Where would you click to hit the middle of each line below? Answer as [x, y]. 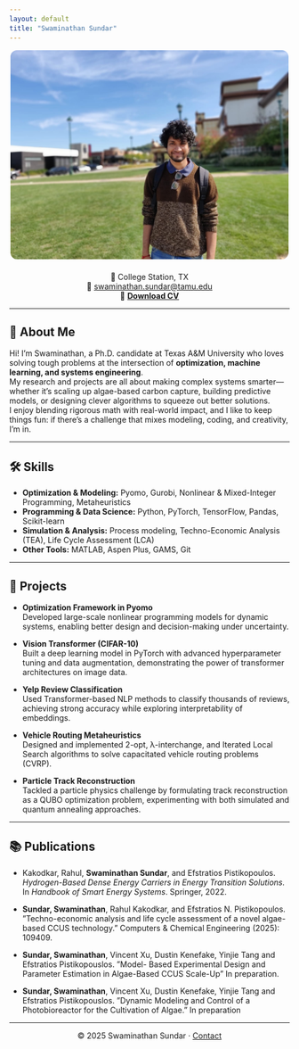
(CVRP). [36, 764]
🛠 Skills [32, 467]
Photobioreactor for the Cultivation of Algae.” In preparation [132, 1010]
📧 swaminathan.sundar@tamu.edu [149, 286]
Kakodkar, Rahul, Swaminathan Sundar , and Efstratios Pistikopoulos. [149, 872]
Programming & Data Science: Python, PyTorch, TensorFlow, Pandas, [150, 512]
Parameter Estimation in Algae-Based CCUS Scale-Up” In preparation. [150, 973]
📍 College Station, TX [149, 277]
